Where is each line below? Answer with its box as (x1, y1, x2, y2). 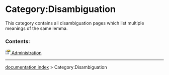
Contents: (5, 37, 30, 44)
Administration (11, 50, 42, 56)
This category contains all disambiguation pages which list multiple (5, 20, 144, 26)
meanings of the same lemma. (5, 25, 68, 31)
